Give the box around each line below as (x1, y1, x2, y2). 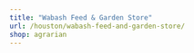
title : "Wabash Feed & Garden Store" (9, 13, 153, 22)
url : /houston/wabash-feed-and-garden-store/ (9, 22, 185, 31)
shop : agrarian (9, 30, 67, 39)
